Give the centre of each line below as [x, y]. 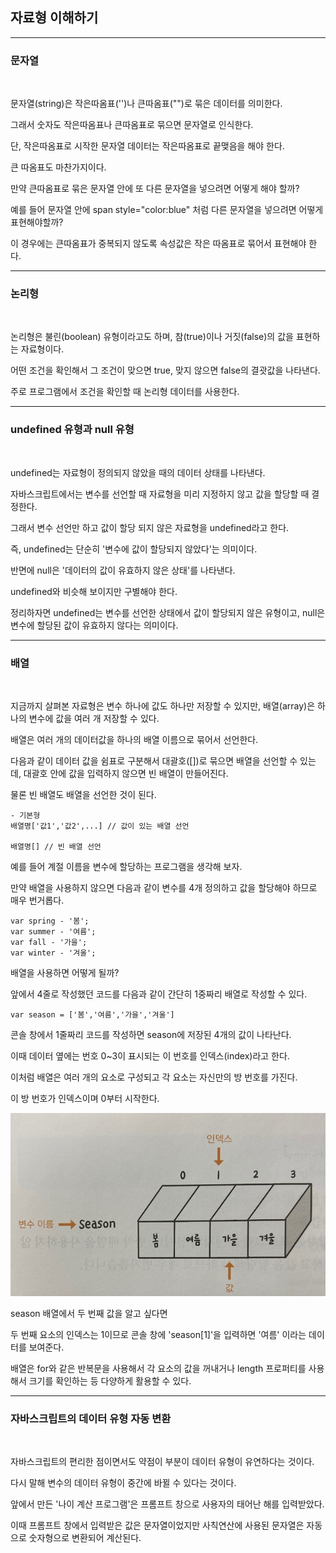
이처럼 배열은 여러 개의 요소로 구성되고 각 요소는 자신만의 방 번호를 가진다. [154, 1077]
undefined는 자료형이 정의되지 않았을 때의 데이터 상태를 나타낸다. [138, 472]
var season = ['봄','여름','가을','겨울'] [92, 1015]
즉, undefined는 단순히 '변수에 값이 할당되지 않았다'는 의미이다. [134, 549]
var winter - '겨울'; [53, 953]
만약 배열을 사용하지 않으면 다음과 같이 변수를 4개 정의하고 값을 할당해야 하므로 [164, 887]
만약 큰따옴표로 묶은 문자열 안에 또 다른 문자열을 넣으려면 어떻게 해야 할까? [155, 189]
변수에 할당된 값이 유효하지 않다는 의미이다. [94, 625]
